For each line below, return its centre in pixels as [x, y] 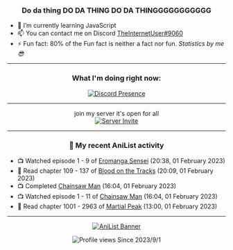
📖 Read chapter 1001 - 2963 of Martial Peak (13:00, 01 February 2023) [117, 206]
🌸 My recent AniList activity [116, 145]
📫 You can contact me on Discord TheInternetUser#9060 [100, 33]
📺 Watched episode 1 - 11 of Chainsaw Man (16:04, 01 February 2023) [118, 196]
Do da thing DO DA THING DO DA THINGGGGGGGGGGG [116, 10]
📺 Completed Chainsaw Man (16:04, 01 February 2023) [97, 185]
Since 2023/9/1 [139, 240]
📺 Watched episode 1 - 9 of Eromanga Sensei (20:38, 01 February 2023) [121, 160]
